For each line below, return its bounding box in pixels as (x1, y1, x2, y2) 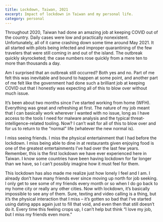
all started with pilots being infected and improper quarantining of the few (5, 45, 152, 51)
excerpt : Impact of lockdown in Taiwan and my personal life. (5, 12, 133, 17)
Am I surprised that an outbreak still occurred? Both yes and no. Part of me (5, 70, 155, 76)
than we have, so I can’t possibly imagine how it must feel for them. (5, 161, 140, 167)
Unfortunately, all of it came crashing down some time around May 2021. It (5, 40, 154, 46)
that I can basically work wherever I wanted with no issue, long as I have (5, 110, 150, 116)
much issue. (5, 90, 30, 96)
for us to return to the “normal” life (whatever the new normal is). (5, 126, 134, 132)
